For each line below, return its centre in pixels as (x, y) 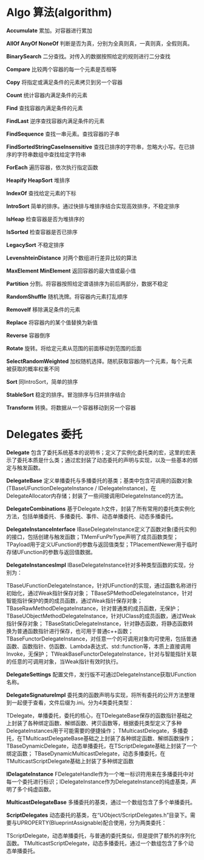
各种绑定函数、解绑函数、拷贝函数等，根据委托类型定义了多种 (104, 723)
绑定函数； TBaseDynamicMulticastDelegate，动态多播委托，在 (86, 753)
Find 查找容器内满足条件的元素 (45, 108)
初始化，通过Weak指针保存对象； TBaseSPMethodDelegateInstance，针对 (100, 593)
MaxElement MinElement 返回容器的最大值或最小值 (71, 271)
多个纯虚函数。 (36, 789)
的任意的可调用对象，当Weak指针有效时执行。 (64, 661)
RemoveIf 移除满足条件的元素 (43, 309)
